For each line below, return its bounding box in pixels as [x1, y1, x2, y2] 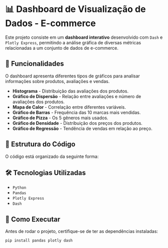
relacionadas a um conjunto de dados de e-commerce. [5, 45, 119, 51]
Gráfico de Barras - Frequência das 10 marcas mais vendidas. [12, 109, 141, 115]
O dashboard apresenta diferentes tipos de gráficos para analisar [5, 73, 140, 79]
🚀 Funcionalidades [5, 59, 64, 68]
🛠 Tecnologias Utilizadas [5, 169, 86, 177]
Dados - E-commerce [5, 18, 96, 29]
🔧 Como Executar [5, 215, 61, 223]
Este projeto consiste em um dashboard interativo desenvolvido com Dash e [5, 34, 163, 40]
